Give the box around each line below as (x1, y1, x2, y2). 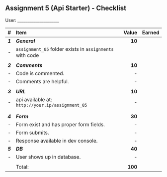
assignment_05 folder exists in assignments (15, 45, 114, 52)
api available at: (15, 96, 52, 103)
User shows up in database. (15, 153, 81, 160)
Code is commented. (15, 70, 65, 77)
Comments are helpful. (15, 78, 69, 85)
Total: (15, 163, 29, 170)
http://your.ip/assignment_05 (15, 102, 87, 108)
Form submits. (15, 129, 49, 136)
